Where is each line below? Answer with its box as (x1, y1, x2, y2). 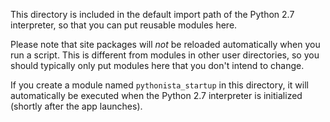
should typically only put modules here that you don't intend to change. (10, 60, 305, 71)
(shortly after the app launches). (10, 100, 143, 112)
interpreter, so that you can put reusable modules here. (10, 19, 238, 31)
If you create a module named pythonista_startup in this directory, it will (10, 79, 309, 91)
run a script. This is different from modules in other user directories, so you (10, 49, 320, 61)
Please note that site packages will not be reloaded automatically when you (10, 39, 321, 50)
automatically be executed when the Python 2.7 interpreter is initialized (10, 90, 303, 101)
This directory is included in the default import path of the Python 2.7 (10, 9, 295, 20)
